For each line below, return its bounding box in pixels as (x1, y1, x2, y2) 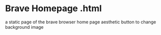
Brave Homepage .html (5, 3, 102, 14)
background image (5, 24, 44, 30)
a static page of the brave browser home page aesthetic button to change (5, 19, 157, 25)
